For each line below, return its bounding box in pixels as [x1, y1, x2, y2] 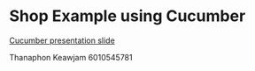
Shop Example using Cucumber [9, 6, 246, 26]
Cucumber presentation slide [9, 35, 115, 46]
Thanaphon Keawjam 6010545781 [9, 52, 133, 62]
